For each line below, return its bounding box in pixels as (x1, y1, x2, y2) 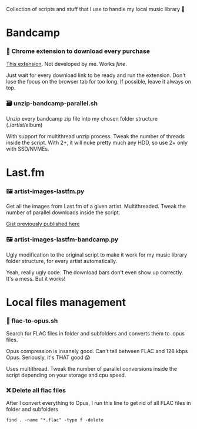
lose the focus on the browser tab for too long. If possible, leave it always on (6, 78, 191, 85)
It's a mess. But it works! (6, 275, 66, 282)
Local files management (6, 295, 126, 309)
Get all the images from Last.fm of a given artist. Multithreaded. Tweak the (6, 203, 186, 210)
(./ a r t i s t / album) (6, 121, 43, 128)
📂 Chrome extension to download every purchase (6, 47, 150, 55)
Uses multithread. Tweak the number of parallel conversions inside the (6, 365, 178, 373)
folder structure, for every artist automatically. (6, 257, 118, 264)
